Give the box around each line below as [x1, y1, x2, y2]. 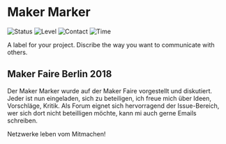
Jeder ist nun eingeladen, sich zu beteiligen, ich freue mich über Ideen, [7, 94, 211, 102]
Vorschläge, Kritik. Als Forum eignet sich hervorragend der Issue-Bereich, [7, 102, 220, 110]
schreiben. [7, 116, 38, 125]
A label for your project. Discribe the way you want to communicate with [7, 40, 215, 49]
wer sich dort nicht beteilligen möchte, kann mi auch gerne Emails [7, 109, 197, 117]
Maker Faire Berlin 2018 [7, 68, 112, 80]
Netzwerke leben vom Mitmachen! [7, 129, 106, 138]
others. [7, 48, 28, 56]
